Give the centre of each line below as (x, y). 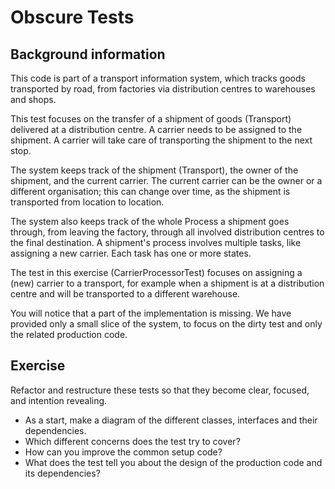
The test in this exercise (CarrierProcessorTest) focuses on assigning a (156, 272)
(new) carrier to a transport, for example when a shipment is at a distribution (167, 283)
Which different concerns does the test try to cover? (132, 441)
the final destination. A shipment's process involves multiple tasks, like (156, 242)
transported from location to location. (87, 202)
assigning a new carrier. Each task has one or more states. (131, 253)
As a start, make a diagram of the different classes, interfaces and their (171, 420)
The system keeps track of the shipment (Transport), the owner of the (154, 170)
